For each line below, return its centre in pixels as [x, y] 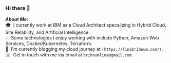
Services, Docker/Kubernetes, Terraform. [49, 44]
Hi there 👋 [18, 8]
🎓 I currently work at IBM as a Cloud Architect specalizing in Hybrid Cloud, [86, 25]
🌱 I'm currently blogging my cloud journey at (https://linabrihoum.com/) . [84, 49]
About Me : [17, 19]
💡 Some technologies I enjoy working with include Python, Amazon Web [82, 38]
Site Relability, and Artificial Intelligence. [47, 32]
